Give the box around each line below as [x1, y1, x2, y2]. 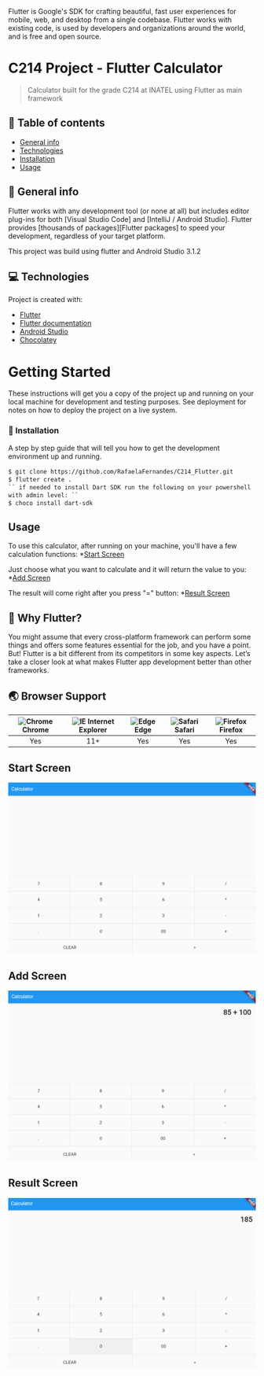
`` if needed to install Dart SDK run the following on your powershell [8, 483, 251, 491]
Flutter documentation [19, 319, 92, 328]
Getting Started [8, 363, 112, 381]
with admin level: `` [8, 491, 79, 499]
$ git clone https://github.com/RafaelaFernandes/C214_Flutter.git [8, 467, 234, 475]
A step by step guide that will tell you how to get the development [8, 443, 220, 452]
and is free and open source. [8, 31, 102, 41]
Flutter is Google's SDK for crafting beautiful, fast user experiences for [8, 7, 237, 16]
